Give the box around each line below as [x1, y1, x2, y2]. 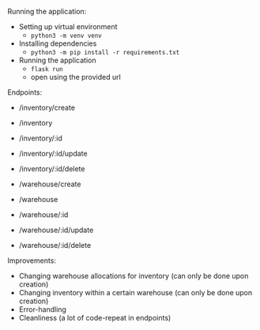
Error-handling [18, 305, 66, 314]
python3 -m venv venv [30, 32, 102, 39]
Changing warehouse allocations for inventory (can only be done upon [18, 272, 249, 280]
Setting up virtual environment [18, 22, 118, 31]
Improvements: [7, 256, 57, 265]
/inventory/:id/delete [18, 164, 85, 173]
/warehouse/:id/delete [18, 241, 92, 249]
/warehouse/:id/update [18, 225, 94, 234]
